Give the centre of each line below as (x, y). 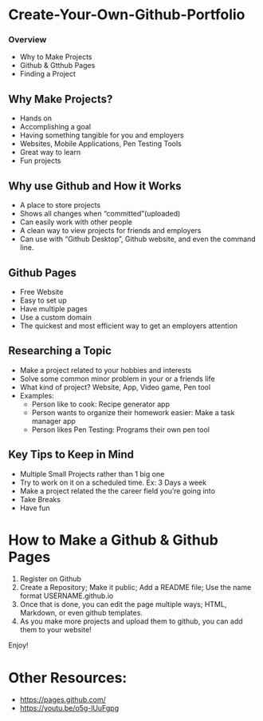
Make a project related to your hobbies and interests (106, 370)
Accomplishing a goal (55, 127)
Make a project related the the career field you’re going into (117, 491)
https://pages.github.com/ (63, 699)
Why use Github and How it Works (95, 186)
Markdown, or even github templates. (81, 613)
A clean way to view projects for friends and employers (110, 231)
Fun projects (40, 160)
